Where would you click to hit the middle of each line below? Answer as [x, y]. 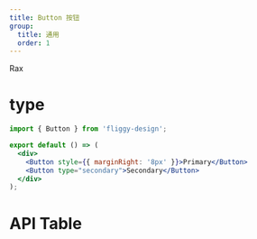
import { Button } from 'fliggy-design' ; [88, 129]
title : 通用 [39, 34]
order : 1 [34, 43]
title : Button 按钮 [45, 18]
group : [22, 26]
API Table [46, 223]
